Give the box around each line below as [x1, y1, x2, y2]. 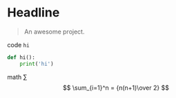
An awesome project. [23, 27, 85, 36]
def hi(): [7, 53, 36, 61]
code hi [7, 40, 30, 49]
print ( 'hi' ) [19, 60, 54, 67]
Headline [7, 5, 60, 21]
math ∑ [7, 73, 28, 81]
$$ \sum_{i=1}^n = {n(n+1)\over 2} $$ [63, 84, 169, 92]
